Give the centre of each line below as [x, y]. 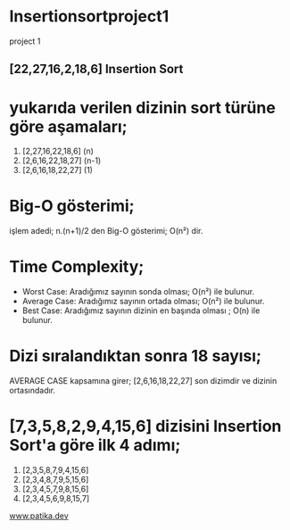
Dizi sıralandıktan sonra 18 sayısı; [135, 356]
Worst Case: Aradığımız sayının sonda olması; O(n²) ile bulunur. [138, 292]
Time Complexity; [77, 267]
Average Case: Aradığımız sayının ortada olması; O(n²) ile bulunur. [143, 302]
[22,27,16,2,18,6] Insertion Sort [96, 69]
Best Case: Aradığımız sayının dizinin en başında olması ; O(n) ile [141, 311]
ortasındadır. [33, 391]
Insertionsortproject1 [89, 17]
